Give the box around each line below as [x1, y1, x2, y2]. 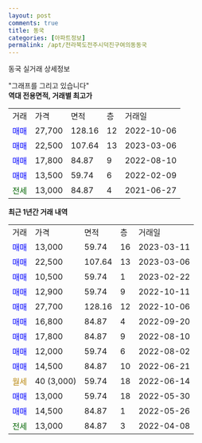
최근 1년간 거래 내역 [8, 208, 68, 217]
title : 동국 [8, 26, 45, 34]
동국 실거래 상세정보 [8, 64, 70, 74]
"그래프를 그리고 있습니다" [8, 81, 90, 91]
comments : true [8, 19, 59, 27]
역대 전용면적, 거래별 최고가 [8, 91, 93, 100]
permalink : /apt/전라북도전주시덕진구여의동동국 [8, 41, 147, 49]
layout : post [8, 11, 52, 20]
